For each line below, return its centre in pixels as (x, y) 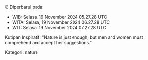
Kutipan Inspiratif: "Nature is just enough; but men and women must (74, 37)
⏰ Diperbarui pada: (25, 7)
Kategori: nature (21, 52)
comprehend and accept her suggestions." (49, 42)
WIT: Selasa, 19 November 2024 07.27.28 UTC (59, 28)
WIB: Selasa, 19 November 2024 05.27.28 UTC (59, 17)
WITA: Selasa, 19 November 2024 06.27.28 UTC (61, 22)
